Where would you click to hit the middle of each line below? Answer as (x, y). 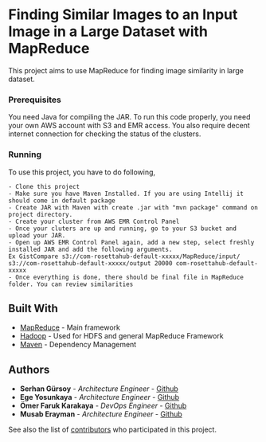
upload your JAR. (37, 235)
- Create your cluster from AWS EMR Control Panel (94, 221)
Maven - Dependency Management (78, 345)
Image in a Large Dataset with (108, 31)
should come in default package (62, 201)
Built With (33, 308)
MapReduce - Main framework (70, 327)
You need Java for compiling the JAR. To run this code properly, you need (129, 117)
